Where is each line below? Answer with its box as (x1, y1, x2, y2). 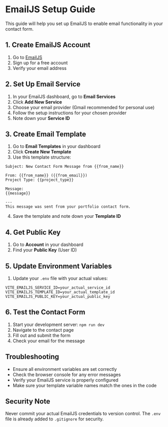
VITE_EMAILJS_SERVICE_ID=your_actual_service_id (5, 285, 110, 290)
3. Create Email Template (5, 130, 87, 138)
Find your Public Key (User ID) (12, 247, 77, 253)
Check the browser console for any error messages (12, 371, 121, 378)
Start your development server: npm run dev (12, 321, 105, 328)
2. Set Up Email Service (5, 80, 80, 89)
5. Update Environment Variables (5, 262, 112, 270)
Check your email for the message (12, 338, 85, 344)
